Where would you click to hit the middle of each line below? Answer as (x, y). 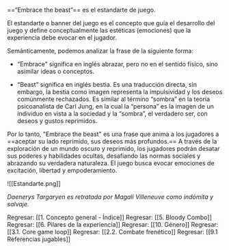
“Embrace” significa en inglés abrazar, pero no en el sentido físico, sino (118, 64)
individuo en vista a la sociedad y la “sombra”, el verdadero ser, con (112, 113)
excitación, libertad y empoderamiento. (62, 170)
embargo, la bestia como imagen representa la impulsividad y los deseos (120, 92)
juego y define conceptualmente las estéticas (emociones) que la (99, 30)
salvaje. (18, 204)
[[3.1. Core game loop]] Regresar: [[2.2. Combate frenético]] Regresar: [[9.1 (112, 232)
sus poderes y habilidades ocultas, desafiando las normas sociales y (104, 156)
